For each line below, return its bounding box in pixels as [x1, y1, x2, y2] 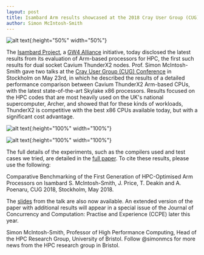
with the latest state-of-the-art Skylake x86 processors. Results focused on [6, 87, 195, 95]
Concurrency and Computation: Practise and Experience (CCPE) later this [6, 211, 191, 218]
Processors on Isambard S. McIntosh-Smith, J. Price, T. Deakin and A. [6, 180, 182, 187]
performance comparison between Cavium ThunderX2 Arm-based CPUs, [6, 81, 190, 88]
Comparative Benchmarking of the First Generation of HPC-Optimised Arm [6, 173, 193, 180]
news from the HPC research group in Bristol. [6, 242, 120, 249]
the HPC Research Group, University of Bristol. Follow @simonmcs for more [6, 235, 196, 243]
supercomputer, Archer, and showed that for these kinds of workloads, [6, 100, 183, 107]
